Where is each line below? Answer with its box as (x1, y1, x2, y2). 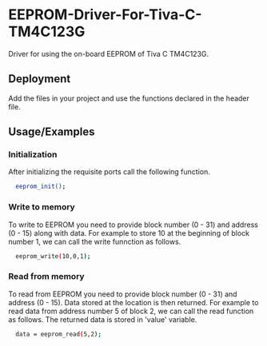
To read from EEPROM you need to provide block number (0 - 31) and (8, 289, 237, 299)
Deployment (8, 72, 71, 86)
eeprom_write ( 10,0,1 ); (15, 252, 91, 260)
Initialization (8, 149, 58, 161)
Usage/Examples (8, 125, 95, 139)
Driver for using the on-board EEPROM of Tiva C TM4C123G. (8, 49, 209, 58)
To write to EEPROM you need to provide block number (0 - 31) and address (8, 220, 258, 229)
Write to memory (8, 201, 76, 213)
